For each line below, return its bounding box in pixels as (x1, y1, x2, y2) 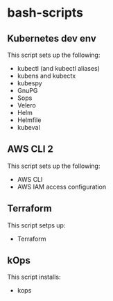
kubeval (17, 123, 40, 131)
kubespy (17, 79, 43, 87)
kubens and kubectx (17, 71, 76, 80)
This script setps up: (7, 221, 66, 230)
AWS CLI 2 (7, 144, 54, 155)
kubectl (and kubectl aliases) (17, 64, 101, 72)
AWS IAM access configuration (17, 182, 106, 191)
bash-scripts (7, 5, 84, 21)
